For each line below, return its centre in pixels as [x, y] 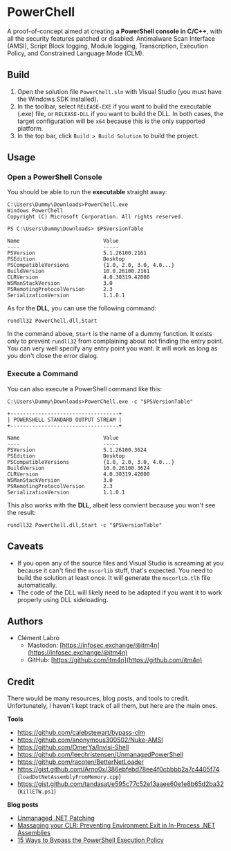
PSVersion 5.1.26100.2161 [77, 253]
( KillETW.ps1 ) [37, 792]
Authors [25, 621]
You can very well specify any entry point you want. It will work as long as [112, 348]
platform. [30, 128]
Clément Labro [38, 638]
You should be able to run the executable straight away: [87, 192]
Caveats [25, 546]
